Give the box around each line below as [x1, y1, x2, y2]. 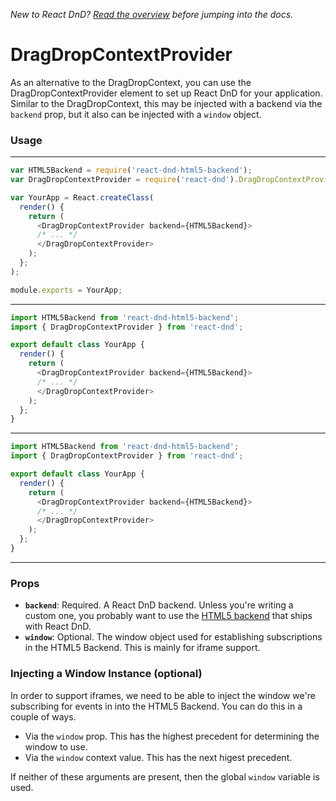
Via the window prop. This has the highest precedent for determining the [24, 730, 320, 742]
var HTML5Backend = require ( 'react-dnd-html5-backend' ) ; [10, 165, 253, 176]
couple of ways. [10, 710, 77, 723]
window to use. [24, 740, 88, 753]
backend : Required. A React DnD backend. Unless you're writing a [24, 599, 294, 611]
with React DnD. [24, 620, 92, 633]
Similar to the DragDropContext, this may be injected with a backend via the [10, 97, 323, 109]
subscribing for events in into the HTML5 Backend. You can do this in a [10, 700, 303, 712]
